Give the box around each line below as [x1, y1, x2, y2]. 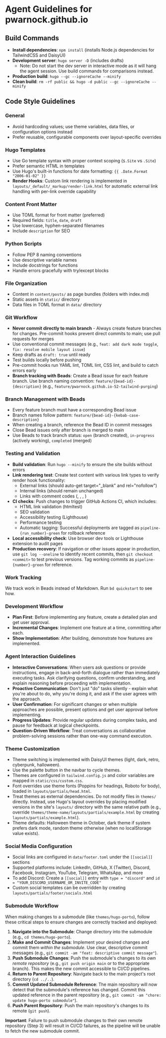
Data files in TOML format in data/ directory [12, 301, 102, 307]
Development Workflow [5, 603, 63, 610]
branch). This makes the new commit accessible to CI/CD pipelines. [12, 966, 151, 971]
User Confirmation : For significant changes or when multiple [12, 701, 137, 707]
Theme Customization [5, 745, 60, 752]
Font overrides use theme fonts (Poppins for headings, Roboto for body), [12, 783, 161, 789]
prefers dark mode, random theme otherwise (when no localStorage [12, 825, 152, 831]
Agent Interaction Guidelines [5, 653, 76, 660]
